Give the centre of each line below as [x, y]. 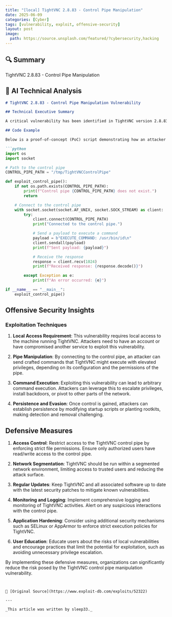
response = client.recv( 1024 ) [65, 261]
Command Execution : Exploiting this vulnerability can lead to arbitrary [87, 383]
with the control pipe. [35, 511]
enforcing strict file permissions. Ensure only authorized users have [84, 449]
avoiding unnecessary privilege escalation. [58, 553]
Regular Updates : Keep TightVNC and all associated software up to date [89, 484]
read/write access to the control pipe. [52, 454]
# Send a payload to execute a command [75, 233]
